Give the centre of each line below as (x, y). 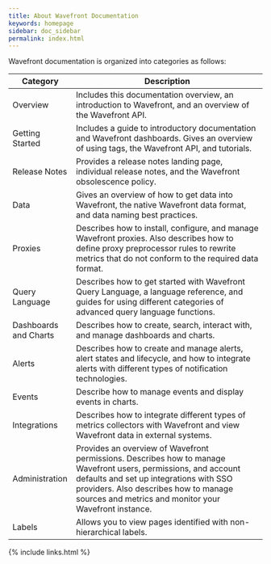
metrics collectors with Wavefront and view (158, 425)
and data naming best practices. (137, 215)
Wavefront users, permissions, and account (158, 469)
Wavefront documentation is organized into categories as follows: (117, 61)
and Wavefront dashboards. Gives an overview (165, 138)
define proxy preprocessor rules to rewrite (156, 249)
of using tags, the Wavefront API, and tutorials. (164, 149)
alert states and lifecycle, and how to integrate (164, 359)
